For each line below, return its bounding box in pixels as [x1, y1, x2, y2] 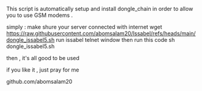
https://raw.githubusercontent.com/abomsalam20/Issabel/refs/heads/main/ [6, 30, 197, 37]
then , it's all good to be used [6, 55, 80, 61]
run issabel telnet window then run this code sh [56, 36, 175, 43]
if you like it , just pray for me [6, 66, 79, 73]
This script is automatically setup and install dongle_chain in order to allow [6, 5, 193, 12]
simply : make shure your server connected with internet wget [6, 24, 163, 30]
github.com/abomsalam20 [6, 78, 73, 85]
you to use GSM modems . [6, 12, 73, 19]
